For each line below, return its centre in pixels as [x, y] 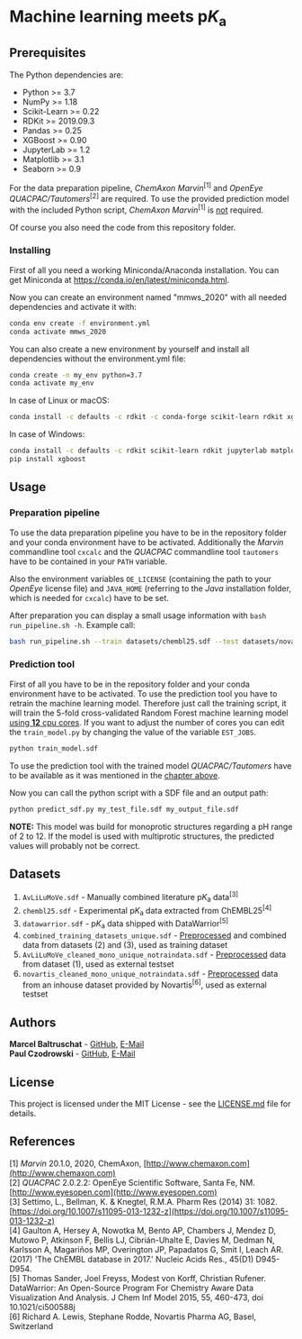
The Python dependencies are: [67, 75]
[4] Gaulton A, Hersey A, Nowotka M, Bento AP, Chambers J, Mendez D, [143, 1230]
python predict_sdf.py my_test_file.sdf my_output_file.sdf [124, 809]
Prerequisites [48, 53]
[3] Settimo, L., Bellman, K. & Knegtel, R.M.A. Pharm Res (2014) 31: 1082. [143, 1201]
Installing [30, 250]
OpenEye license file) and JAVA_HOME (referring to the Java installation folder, [151, 588]
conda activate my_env [52, 383]
